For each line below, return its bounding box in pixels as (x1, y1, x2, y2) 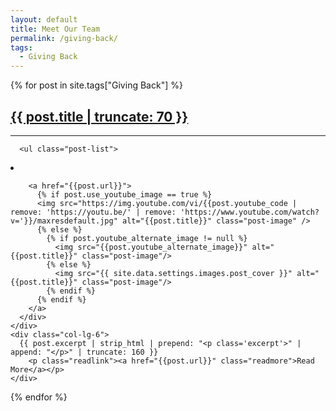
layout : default (10, 14, 78, 25)
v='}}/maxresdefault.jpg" (10, 216, 118, 226)
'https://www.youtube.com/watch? (180, 207, 320, 217)
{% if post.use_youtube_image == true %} (36, 189, 213, 200)
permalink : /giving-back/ (10, 33, 118, 43)
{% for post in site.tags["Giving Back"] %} (10, 79, 183, 91)
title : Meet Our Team (10, 24, 101, 34)
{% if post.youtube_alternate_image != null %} (46, 233, 248, 243)
